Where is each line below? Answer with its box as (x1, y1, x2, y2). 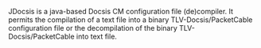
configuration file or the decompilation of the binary (8, 24, 177, 32)
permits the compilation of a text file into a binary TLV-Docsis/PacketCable (8, 15, 253, 24)
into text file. (76, 31, 118, 41)
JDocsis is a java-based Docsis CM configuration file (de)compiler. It (8, 7, 233, 16)
